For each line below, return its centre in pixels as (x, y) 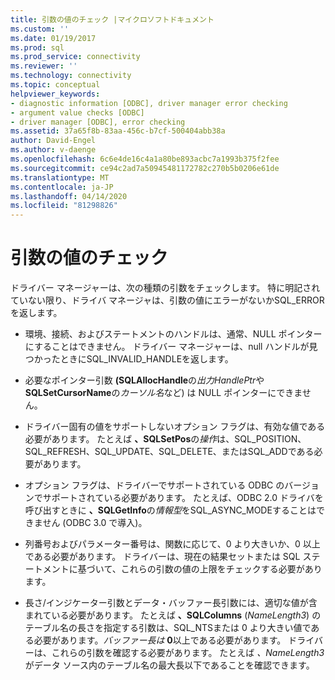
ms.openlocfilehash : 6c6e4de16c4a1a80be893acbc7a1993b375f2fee (145, 159)
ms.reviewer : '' (44, 66)
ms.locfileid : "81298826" (64, 206)
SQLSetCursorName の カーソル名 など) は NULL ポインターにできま (163, 393)
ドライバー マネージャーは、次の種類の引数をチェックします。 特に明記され (165, 288)
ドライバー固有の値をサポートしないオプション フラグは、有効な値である (175, 427)
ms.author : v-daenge (53, 150)
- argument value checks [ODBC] (77, 112)
